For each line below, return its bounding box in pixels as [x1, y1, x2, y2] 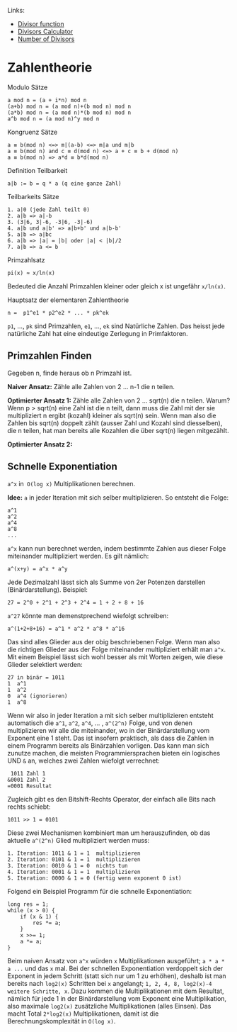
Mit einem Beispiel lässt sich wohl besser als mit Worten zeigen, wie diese [7, 652, 224, 661]
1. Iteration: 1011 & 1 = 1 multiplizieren [7, 850, 141, 857]
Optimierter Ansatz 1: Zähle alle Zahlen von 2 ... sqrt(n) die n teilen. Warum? [7, 396, 231, 405]
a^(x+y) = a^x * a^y [7, 565, 69, 573]
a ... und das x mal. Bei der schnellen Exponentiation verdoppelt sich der [7, 964, 224, 972]
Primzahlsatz [7, 255, 45, 264]
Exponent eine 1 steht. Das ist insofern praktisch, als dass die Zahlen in [7, 734, 214, 742]
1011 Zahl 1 [10, 770, 46, 777]
